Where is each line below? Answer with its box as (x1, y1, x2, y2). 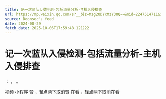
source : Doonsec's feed (5, 16, 54, 21)
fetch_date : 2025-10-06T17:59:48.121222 (5, 26, 90, 31)
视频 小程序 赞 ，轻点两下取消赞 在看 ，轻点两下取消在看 (5, 89, 120, 95)
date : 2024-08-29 (5, 21, 41, 26)
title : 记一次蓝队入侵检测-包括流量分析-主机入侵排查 (5, 7, 103, 12)
